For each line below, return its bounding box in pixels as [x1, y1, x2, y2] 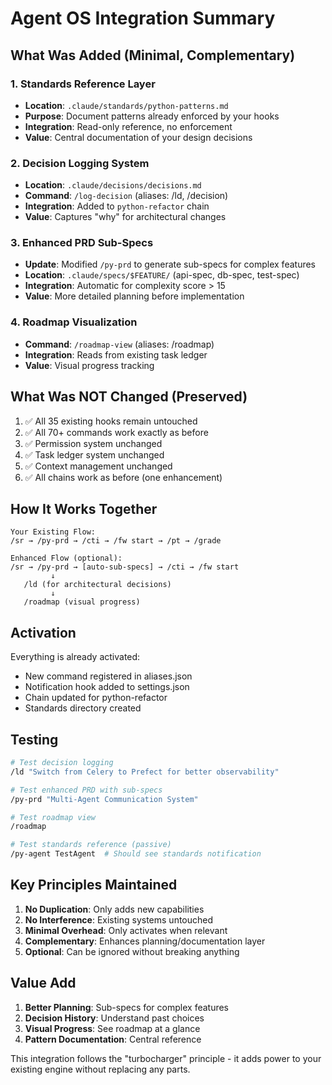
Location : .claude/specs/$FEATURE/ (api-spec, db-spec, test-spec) [24, 269, 300, 281]
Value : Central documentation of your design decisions [24, 131, 253, 143]
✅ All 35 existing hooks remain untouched [24, 415, 198, 427]
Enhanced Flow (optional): [10, 553, 123, 564]
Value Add [10, 975, 77, 992]
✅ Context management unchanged [24, 460, 173, 472]
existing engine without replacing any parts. [10, 1063, 191, 1075]
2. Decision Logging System [10, 156, 150, 170]
